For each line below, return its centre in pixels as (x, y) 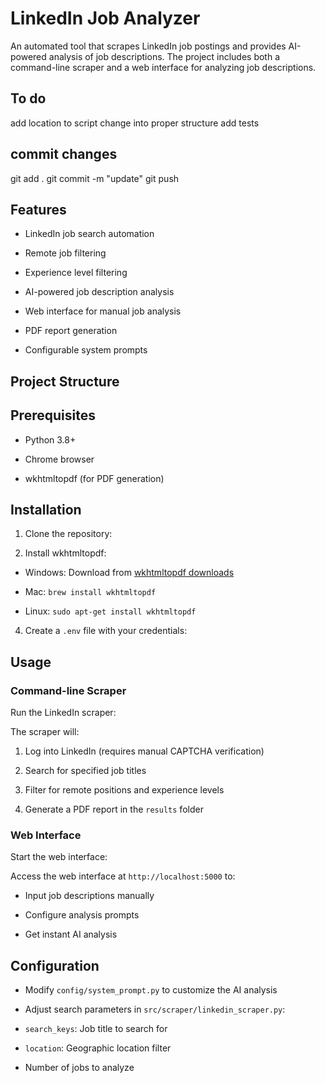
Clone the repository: (68, 534)
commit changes (64, 154)
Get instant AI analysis (71, 934)
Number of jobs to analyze (79, 1068)
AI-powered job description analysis (99, 292)
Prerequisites (53, 415)
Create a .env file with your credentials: (106, 631)
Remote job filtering (65, 253)
